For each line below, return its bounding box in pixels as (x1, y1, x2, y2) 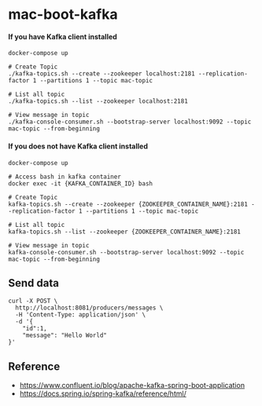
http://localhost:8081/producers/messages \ (15, 304, 164, 312)
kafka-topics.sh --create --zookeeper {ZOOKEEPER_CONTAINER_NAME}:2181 (8, 200, 248, 208)
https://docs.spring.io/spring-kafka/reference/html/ (19, 389, 186, 398)
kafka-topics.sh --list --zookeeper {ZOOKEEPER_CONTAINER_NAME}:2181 (8, 228, 242, 236)
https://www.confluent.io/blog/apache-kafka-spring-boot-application (19, 381, 245, 390)
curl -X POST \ (8, 297, 58, 305)
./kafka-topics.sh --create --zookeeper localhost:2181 (8, 70, 195, 78)
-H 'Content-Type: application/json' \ (15, 311, 146, 319)
